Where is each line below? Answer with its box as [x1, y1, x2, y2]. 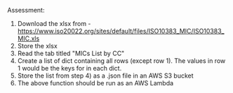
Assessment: [7, 6, 45, 14]
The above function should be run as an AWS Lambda [17, 79, 174, 87]
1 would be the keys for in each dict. [17, 64, 122, 72]
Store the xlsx [17, 42, 58, 50]
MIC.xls [17, 34, 40, 43]
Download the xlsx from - [17, 20, 91, 27]
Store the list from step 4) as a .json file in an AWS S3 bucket [17, 71, 194, 80]
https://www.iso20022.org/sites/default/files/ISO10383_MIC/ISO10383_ [17, 27, 225, 35]
